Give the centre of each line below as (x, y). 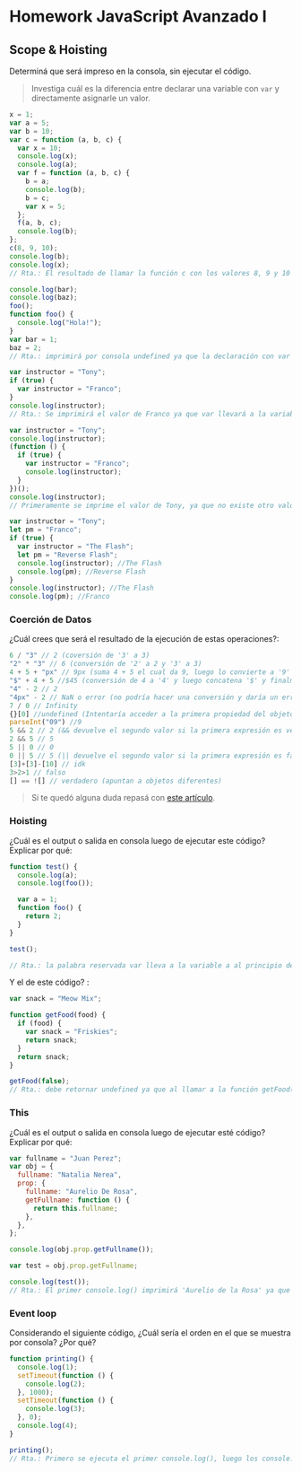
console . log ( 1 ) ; (47, 1367)
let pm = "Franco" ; (46, 530)
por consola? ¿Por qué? (53, 1343)
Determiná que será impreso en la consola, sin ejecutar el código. (130, 71)
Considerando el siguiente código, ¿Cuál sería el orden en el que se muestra (150, 1333)
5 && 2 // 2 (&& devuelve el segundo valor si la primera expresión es (146, 731)
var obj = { (31, 1167)
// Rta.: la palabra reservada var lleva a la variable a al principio (146, 965)
